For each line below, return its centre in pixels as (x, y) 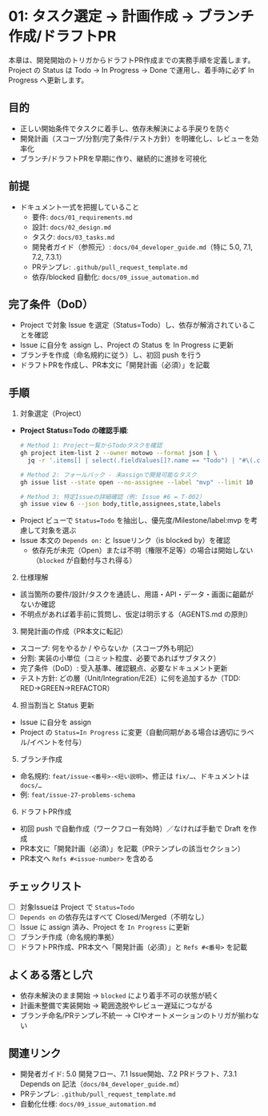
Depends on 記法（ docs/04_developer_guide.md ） (102, 1084)
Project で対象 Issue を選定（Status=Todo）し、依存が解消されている (134, 325)
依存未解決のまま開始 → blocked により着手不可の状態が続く (119, 995)
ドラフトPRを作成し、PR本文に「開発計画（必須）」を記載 (115, 365)
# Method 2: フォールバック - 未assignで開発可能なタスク (108, 475)
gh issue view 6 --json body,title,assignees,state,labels (120, 504)
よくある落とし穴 (50, 975)
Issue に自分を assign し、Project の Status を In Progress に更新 (127, 345)
